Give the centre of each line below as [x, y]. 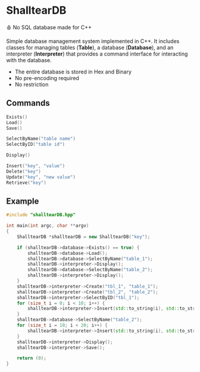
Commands [28, 103]
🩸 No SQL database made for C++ [49, 27]
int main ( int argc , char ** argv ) [48, 226]
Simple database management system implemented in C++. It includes [93, 41]
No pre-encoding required [47, 78]
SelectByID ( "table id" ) [36, 145]
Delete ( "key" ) [24, 171]
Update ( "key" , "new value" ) [41, 177]
